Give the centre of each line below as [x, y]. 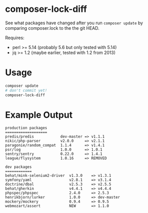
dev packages [18, 167]
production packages [26, 128]
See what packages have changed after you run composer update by [74, 23]
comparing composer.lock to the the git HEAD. [52, 28]
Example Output [39, 115]
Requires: [15, 38]
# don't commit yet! [26, 90]
